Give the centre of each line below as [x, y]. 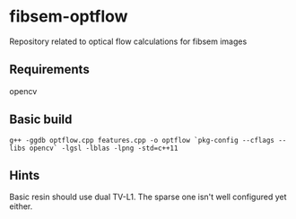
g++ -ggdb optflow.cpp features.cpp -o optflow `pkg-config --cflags [142, 140]
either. [21, 206]
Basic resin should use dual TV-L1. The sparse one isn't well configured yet [148, 197]
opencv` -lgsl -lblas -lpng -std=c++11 [104, 148]
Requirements [49, 70]
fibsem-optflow [69, 17]
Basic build [41, 120]
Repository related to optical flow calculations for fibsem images [128, 41]
